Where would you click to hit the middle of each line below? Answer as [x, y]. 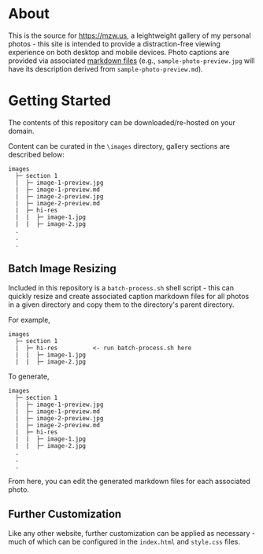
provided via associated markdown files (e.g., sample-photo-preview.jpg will [131, 61]
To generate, [29, 376]
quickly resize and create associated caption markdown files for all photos [129, 296]
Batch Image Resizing [62, 269]
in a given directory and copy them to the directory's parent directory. [121, 305]
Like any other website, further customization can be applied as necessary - [132, 533]
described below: [36, 154]
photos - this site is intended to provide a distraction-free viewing [114, 43]
